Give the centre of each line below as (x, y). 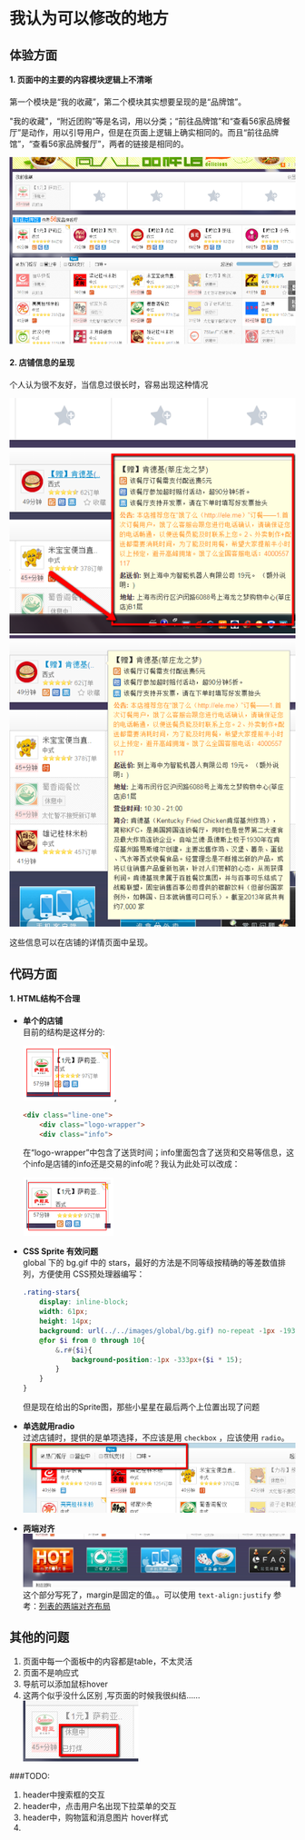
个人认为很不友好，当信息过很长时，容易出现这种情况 (109, 384)
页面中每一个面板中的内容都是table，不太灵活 (108, 1661)
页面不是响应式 (50, 1672)
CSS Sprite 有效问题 (60, 1251)
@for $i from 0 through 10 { (92, 1340)
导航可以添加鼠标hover (65, 1684)
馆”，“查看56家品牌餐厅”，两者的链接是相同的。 (99, 144)
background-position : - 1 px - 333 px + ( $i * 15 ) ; (157, 1359)
